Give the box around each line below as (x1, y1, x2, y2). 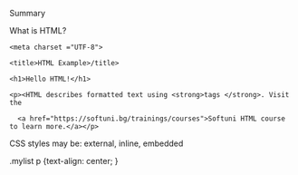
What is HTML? (9, 25, 67, 35)
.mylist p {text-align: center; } (9, 156, 120, 166)
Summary (9, 8, 46, 18)
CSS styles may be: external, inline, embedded (9, 138, 184, 149)
